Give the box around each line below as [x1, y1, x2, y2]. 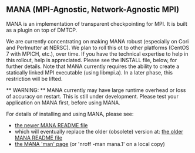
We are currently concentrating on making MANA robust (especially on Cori [6, 38, 189, 45]
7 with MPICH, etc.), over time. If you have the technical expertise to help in [6, 50, 189, 57]
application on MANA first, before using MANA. [6, 99, 120, 106]
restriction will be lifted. [6, 75, 63, 82]
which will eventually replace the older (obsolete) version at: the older [14, 128, 184, 135]
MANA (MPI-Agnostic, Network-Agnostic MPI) [6, 5, 180, 15]
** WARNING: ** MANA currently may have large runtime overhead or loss [6, 86, 186, 93]
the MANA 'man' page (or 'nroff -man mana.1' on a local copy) [14, 140, 166, 147]
